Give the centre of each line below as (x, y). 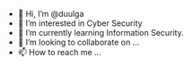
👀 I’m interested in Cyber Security (80, 23)
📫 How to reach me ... (59, 52)
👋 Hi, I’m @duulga (51, 14)
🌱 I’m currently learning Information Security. (101, 33)
